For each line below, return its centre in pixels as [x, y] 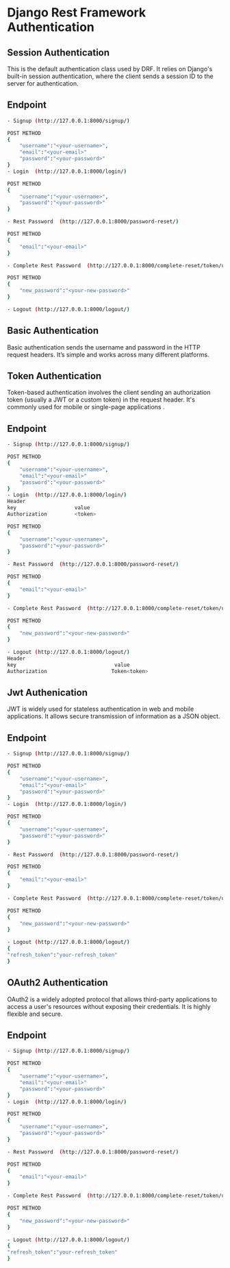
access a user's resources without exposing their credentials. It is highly [109, 1006]
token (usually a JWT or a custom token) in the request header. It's [101, 400]
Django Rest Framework [76, 13]
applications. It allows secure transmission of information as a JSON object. [114, 716]
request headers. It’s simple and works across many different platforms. [108, 354]
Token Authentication [54, 376]
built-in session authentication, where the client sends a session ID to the [110, 76]
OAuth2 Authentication [57, 983]
